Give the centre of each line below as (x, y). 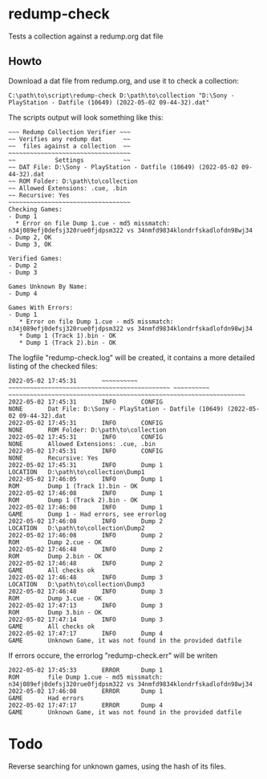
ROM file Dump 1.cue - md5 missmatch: (85, 677)
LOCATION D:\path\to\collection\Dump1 (77, 472)
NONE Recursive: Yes (53, 458)
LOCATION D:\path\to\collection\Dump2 (77, 528)
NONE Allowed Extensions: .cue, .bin (82, 444)
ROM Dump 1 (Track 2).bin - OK (73, 500)
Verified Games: (35, 258)
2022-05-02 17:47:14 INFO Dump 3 (85, 619)
